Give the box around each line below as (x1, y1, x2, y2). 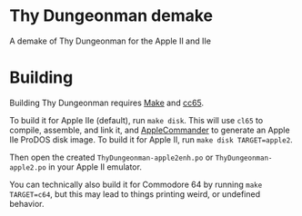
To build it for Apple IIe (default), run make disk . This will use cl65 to (9, 114, 264, 125)
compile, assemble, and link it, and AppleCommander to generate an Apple (9, 124, 290, 135)
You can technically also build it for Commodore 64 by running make (9, 179, 263, 190)
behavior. (9, 198, 45, 209)
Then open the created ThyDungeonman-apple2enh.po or (9, 152, 214, 162)
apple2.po (9, 162, 47, 172)
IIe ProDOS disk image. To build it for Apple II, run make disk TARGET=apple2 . (9, 133, 293, 145)
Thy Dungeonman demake (9, 5, 214, 26)
